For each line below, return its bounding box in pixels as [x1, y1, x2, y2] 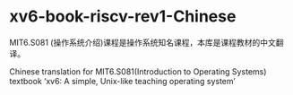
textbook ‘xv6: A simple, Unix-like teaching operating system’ [9, 75, 236, 86]
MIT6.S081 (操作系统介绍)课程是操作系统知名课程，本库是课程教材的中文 [9, 37, 276, 47]
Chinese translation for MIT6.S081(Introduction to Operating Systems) [9, 65, 267, 77]
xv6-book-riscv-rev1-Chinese [9, 6, 237, 27]
